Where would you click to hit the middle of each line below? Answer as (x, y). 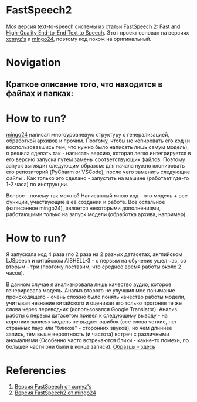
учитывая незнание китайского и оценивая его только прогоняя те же (94, 303)
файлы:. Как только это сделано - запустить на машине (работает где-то (98, 178)
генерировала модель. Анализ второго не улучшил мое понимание (91, 291)
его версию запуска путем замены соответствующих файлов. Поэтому (96, 159)
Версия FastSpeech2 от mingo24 (55, 393)
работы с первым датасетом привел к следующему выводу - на (87, 316)
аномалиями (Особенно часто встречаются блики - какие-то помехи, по (98, 340)
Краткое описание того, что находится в (84, 84)
